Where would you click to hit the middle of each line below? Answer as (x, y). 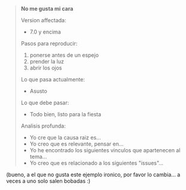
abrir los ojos (46, 68)
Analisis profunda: (43, 126)
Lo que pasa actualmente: (53, 79)
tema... (38, 156)
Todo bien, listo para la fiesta (65, 114)
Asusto (39, 91)
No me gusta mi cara (47, 9)
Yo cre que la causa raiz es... (65, 138)
